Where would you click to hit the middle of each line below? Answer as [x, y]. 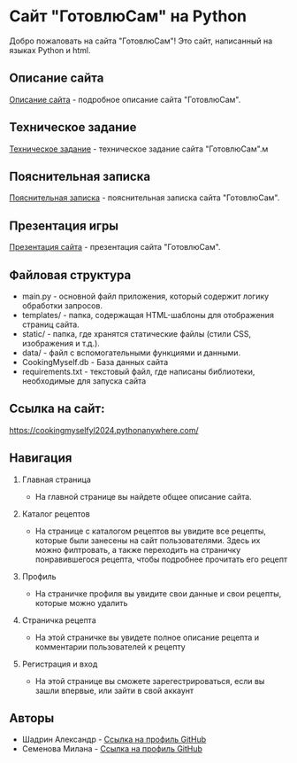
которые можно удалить [81, 603]
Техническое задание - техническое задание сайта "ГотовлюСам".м [139, 149]
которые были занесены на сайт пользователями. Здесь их [148, 540]
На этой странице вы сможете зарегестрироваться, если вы [150, 681]
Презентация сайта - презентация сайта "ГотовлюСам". [115, 247]
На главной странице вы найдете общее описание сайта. [143, 496]
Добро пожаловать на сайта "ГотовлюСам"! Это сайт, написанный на [141, 41]
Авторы [32, 718]
